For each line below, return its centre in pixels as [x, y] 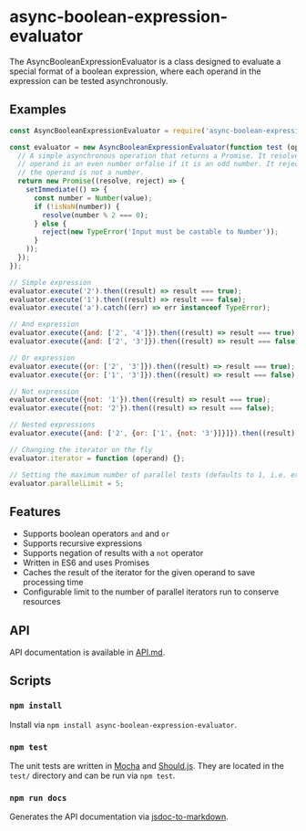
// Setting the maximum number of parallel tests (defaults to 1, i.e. [148, 475]
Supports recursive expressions [82, 543]
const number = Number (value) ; [93, 198]
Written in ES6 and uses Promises [86, 563]
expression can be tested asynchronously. [89, 80]
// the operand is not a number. [81, 173]
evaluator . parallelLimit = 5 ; [67, 483]
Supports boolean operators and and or [96, 534]
